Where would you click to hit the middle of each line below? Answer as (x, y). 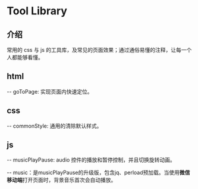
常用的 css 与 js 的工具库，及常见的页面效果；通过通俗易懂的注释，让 (92, 50)
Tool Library (37, 11)
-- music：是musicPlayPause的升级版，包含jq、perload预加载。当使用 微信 (98, 173)
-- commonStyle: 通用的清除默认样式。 (54, 126)
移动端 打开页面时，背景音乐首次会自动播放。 (62, 180)
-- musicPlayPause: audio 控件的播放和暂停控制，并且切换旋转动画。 (91, 160)
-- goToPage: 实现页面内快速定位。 (50, 91)
